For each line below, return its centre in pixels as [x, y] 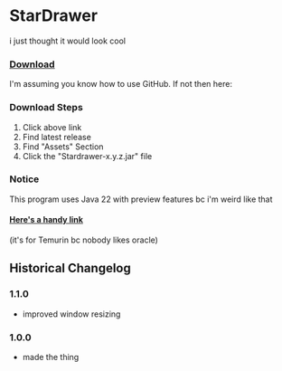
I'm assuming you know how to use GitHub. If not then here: [121, 84]
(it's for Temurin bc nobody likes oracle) [84, 240]
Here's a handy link [47, 220]
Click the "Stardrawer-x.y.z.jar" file [87, 156]
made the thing [51, 357]
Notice [24, 179]
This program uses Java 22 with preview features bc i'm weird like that [141, 199]
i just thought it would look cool [68, 41]
